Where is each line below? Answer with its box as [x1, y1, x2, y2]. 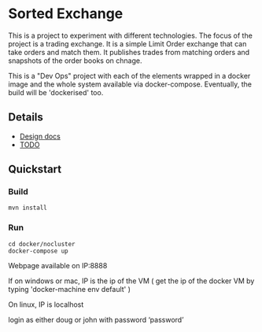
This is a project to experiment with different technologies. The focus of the [8, 31, 253, 40]
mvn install [8, 204, 47, 212]
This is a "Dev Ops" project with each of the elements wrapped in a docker [8, 71, 251, 80]
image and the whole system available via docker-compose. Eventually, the [8, 79, 253, 89]
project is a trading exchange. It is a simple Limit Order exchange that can [8, 39, 247, 48]
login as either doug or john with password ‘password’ [8, 315, 184, 324]
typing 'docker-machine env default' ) [8, 284, 131, 293]
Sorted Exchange [8, 5, 124, 23]
